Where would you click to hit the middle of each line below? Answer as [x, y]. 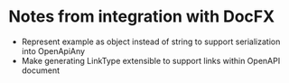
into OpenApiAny [53, 51]
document [41, 70]
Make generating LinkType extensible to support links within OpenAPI [151, 60]
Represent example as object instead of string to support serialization [151, 41]
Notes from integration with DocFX [142, 17]
